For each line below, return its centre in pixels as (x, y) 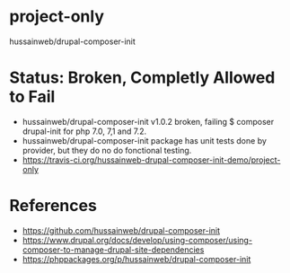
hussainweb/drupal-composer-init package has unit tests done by (145, 140)
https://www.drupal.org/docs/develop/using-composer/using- (137, 240)
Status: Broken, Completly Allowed (142, 78)
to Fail (32, 97)
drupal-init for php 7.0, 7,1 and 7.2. (84, 131)
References (53, 206)
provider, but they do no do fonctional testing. (107, 150)
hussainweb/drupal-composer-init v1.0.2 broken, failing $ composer (148, 121)
